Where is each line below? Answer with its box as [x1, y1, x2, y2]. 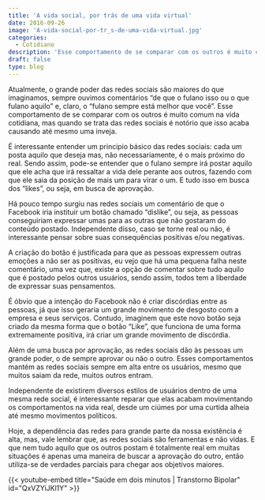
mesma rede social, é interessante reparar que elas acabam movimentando [8, 394, 253, 403]
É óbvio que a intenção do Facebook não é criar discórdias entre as [8, 297, 227, 306]
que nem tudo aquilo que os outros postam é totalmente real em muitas [8, 442, 241, 452]
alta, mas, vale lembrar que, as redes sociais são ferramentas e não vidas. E [8, 435, 256, 444]
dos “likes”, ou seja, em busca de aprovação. [8, 183, 155, 193]
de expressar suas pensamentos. [8, 281, 116, 290]
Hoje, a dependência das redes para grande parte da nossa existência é [8, 426, 243, 435]
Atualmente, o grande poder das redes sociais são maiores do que [8, 84, 225, 94]
